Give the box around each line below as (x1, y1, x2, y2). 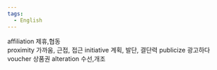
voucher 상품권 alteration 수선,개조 (7, 54, 106, 63)
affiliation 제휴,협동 (7, 36, 61, 45)
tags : (7, 10, 23, 17)
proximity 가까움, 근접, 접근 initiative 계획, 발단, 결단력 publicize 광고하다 (7, 45, 211, 54)
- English (13, 17, 42, 24)
